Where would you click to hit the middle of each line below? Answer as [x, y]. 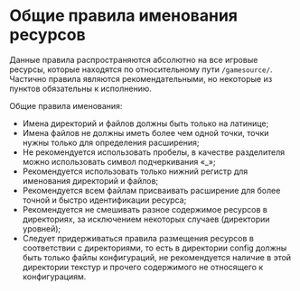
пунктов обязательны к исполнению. [80, 88]
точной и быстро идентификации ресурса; [104, 200]
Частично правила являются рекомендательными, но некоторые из [141, 78]
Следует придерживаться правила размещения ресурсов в [138, 238]
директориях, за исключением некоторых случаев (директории [146, 219]
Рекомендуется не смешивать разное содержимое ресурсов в [145, 209]
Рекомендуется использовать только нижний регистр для [135, 171]
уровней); [42, 228]
